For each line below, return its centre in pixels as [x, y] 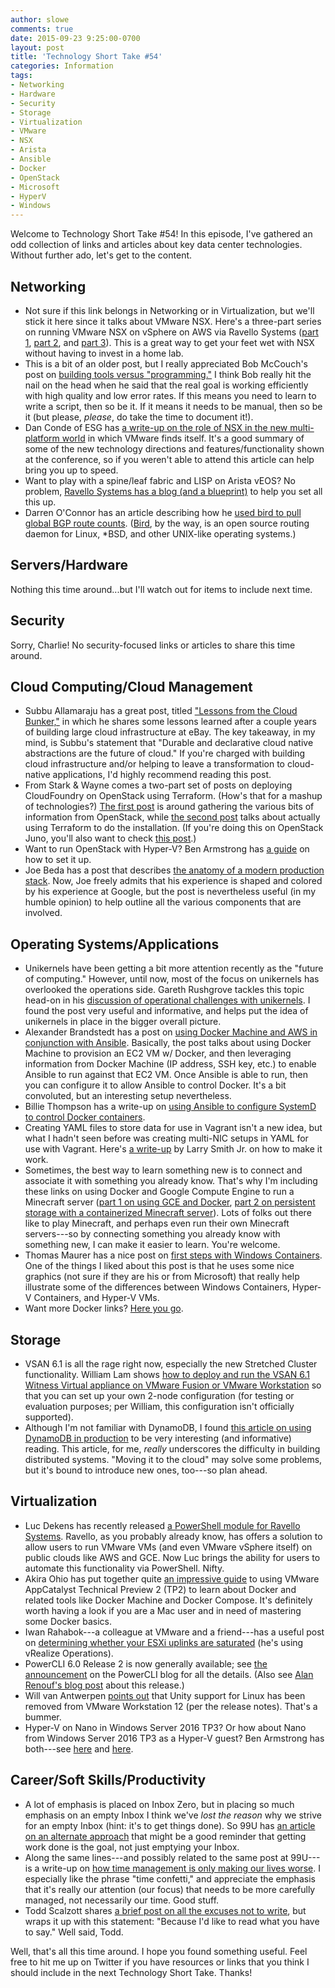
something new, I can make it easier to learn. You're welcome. [152, 1245]
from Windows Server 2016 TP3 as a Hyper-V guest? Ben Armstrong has [174, 1738]
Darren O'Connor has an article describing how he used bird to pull [163, 512]
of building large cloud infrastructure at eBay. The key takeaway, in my [170, 732]
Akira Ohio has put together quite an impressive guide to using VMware [172, 1578]
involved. [43, 913]
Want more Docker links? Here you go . [104, 1308]
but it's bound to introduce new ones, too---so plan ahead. [146, 1470]
